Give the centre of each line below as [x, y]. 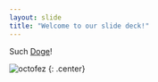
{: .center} [67, 69]
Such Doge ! [31, 51]
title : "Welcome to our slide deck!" [79, 26]
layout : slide [36, 17]
